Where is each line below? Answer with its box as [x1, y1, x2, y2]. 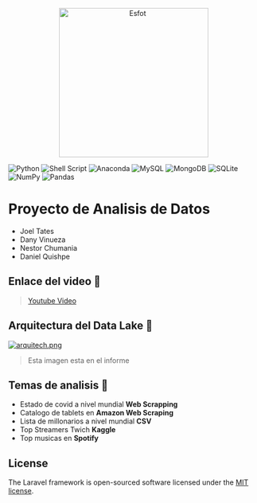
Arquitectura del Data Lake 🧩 [8, 319, 154, 333]
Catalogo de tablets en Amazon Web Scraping [19, 408, 173, 418]
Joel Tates [19, 226, 54, 236]
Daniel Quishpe [19, 251, 70, 261]
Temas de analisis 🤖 [8, 378, 109, 392]
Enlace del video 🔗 [8, 275, 101, 288]
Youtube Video [27, 295, 77, 306]
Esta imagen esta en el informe [27, 355, 130, 365]
